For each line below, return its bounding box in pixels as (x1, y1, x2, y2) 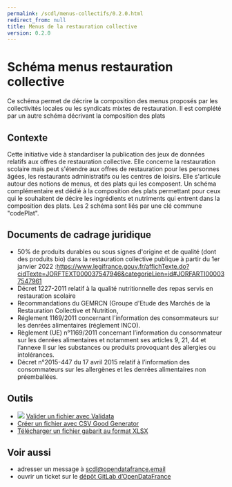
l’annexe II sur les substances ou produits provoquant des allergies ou (17, 343, 216, 351)
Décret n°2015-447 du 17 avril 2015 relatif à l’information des (17, 357, 191, 366)
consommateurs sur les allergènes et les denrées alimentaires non (17, 365, 206, 373)
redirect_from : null (7, 17, 67, 24)
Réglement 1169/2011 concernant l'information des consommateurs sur (17, 313, 219, 322)
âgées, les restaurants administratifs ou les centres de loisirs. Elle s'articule (7, 172, 221, 180)
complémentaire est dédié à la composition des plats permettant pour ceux (7, 187, 221, 195)
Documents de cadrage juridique (7, 229, 152, 241)
